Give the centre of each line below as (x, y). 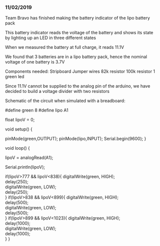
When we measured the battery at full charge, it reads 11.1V (65, 47)
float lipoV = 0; (20, 120)
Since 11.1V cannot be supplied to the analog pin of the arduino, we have (78, 86)
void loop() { (18, 148)
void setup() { (19, 129)
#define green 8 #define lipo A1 (37, 110)
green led (15, 77)
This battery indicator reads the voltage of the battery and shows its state (79, 33)
